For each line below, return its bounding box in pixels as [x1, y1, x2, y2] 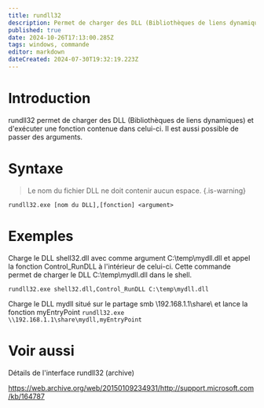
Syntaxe [8, 160, 64, 177]
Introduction [8, 90, 91, 107]
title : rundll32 [8, 11, 61, 20]
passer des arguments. [8, 132, 83, 142]
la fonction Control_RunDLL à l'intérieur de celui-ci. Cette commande [8, 261, 231, 271]
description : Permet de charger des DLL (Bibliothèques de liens [8, 19, 226, 27]
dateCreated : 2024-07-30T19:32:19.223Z [8, 56, 139, 64]
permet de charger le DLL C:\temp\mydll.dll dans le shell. [8, 269, 192, 280]
